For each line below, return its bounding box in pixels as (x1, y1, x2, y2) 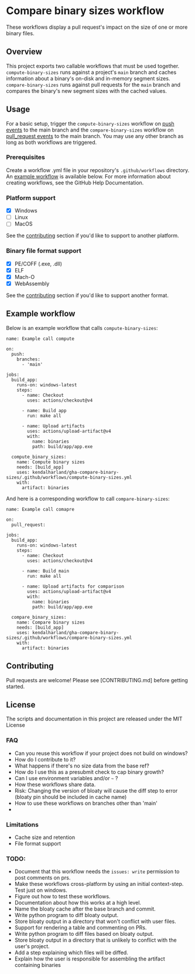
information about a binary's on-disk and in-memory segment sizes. (6, 75, 170, 82)
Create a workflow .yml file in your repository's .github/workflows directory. (6, 166, 190, 174)
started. (6, 683, 25, 690)
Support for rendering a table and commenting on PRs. (14, 924, 147, 931)
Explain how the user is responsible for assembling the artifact (14, 955, 165, 962)
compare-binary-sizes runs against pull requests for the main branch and (6, 81, 180, 88)
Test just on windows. (14, 887, 67, 894)
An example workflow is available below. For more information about (6, 173, 171, 180)
